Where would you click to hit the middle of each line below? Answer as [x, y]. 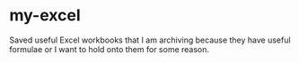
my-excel [45, 15]
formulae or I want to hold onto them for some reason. [109, 49]
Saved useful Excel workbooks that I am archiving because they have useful [150, 40]
